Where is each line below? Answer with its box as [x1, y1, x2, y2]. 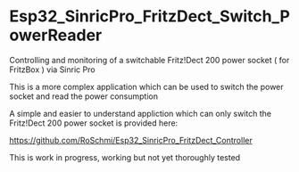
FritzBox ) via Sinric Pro [9, 64, 96, 75]
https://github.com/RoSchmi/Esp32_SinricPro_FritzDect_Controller [9, 135, 253, 145]
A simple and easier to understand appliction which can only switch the [9, 108, 272, 119]
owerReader [9, 25, 103, 45]
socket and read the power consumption [9, 91, 159, 102]
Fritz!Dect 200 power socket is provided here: [9, 118, 179, 128]
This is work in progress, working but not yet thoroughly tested [9, 152, 241, 162]
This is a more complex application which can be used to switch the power [9, 81, 284, 92]
